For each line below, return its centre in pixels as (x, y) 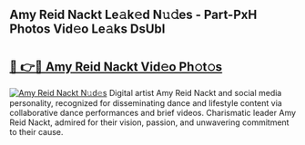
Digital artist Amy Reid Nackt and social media (195, 93)
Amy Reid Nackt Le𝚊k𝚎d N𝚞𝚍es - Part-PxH (133, 15)
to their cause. (36, 132)
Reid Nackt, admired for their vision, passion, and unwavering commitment (149, 122)
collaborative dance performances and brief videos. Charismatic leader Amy (153, 113)
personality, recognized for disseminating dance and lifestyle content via (146, 103)
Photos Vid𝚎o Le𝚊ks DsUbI (87, 29)
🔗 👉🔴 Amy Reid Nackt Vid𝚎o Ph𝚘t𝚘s (116, 67)
